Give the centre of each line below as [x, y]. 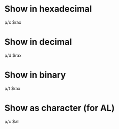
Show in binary [35, 75]
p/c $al [12, 121]
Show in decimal [38, 42]
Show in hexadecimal [48, 9]
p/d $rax [13, 55]
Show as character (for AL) [59, 108]
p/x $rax [13, 22]
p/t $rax [12, 88]
